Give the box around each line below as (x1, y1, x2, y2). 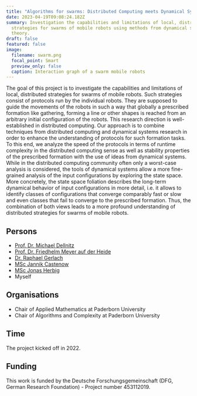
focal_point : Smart (11, 57, 59, 63)
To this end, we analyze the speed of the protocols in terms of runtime (6, 141, 176, 148)
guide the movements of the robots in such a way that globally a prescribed (6, 103, 189, 110)
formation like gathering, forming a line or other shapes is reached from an (6, 110, 186, 117)
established (6, 122, 34, 129)
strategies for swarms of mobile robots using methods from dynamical (11, 25, 188, 31)
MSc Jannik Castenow (14, 260, 69, 268)
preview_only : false (11, 63, 62, 69)
